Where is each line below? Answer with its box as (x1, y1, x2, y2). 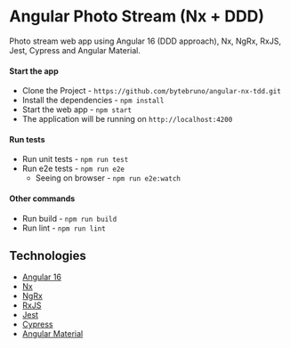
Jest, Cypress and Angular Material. (9, 45, 141, 55)
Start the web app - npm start (21, 104, 132, 115)
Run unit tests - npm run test (21, 154, 129, 165)
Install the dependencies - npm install (21, 95, 165, 106)
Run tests (9, 134, 45, 144)
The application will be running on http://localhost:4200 (21, 114, 233, 125)
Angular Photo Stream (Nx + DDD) (9, 6, 265, 27)
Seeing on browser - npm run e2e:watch (35, 173, 181, 183)
